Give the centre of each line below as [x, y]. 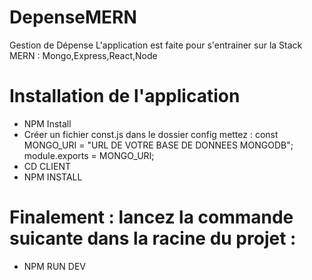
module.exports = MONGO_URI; [89, 155]
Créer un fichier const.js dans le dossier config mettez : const [151, 134]
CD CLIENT [47, 166]
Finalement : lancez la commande [151, 217]
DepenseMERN [73, 17]
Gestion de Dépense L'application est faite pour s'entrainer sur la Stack [156, 45]
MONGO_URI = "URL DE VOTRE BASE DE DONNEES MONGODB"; [158, 145]
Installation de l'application [125, 96]
